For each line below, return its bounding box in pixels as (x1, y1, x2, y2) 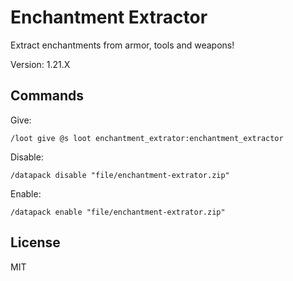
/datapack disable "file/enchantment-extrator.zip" (10, 170, 230, 180)
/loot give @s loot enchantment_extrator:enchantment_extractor (10, 133, 284, 143)
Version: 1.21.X (10, 58, 71, 70)
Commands (10, 87, 85, 105)
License (10, 234, 61, 251)
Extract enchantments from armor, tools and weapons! (10, 39, 235, 51)
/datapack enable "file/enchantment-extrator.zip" (10, 207, 226, 217)
